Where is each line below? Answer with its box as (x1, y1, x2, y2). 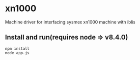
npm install (5, 46, 29, 51)
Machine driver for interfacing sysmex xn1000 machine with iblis (5, 19, 136, 25)
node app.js (5, 50, 29, 55)
